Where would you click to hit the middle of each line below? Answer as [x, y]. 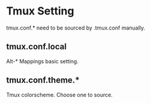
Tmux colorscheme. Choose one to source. [59, 95]
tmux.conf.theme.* [43, 80]
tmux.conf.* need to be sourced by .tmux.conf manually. [76, 28]
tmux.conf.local [37, 47]
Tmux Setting [40, 11]
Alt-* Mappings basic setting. [43, 61]
